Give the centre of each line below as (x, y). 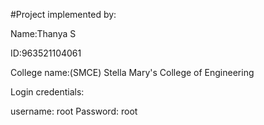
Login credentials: (47, 92)
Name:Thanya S (43, 33)
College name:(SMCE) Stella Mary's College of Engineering (132, 72)
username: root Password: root (74, 111)
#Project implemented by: (63, 14)
